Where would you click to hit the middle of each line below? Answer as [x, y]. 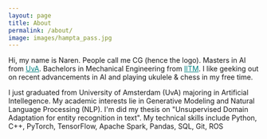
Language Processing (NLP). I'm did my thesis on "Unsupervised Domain [128, 110]
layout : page [30, 15]
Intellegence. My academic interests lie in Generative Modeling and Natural [132, 101]
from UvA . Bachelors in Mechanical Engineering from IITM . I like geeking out [133, 69]
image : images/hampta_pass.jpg [60, 38]
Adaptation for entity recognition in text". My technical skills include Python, [133, 118]
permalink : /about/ [41, 30]
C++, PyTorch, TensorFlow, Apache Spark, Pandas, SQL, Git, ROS [116, 126]
